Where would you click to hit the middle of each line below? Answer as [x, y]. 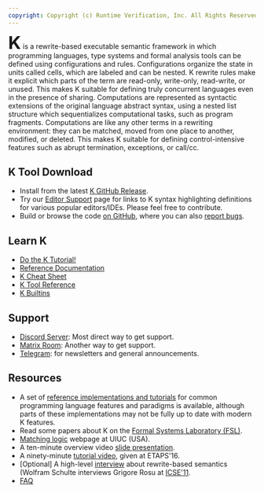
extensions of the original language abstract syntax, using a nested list [123, 105]
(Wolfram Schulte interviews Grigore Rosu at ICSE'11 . [105, 472]
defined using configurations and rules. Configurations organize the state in [131, 64]
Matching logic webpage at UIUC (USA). [85, 439]
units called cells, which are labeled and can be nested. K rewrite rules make [132, 72]
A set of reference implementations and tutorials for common [118, 397]
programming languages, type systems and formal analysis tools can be [125, 55]
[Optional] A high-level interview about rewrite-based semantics [123, 464]
